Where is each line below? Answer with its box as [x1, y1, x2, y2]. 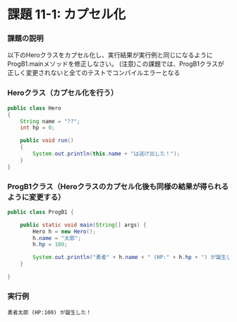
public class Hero [7, 104, 61, 112]
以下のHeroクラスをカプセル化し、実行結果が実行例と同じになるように [7, 51, 213, 59]
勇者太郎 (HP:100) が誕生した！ [7, 309, 92, 316]
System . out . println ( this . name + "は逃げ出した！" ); [32, 150, 181, 158]
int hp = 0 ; [20, 125, 55, 132]
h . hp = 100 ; [32, 241, 68, 248]
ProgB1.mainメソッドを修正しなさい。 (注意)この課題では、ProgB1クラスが [7, 59, 224, 68]
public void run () [20, 137, 74, 144]
